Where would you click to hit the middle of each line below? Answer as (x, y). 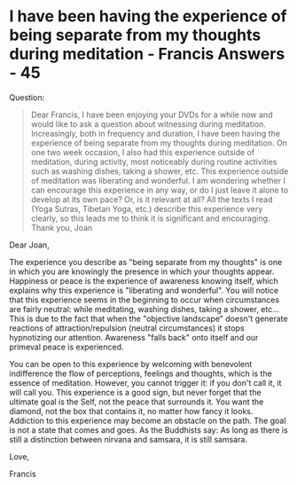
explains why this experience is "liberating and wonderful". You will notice (144, 290)
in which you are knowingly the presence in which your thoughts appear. (142, 271)
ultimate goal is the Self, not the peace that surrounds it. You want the (137, 402)
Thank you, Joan (62, 227)
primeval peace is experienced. (66, 347)
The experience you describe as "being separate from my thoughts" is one (146, 262)
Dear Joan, (30, 245)
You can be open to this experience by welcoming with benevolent (131, 364)
